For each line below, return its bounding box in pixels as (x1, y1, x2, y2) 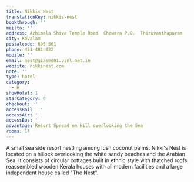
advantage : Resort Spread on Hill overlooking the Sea (6, 123, 143, 129)
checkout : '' (6, 101, 38, 107)
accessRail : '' (6, 107, 44, 112)
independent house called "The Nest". (6, 169, 99, 176)
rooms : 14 (6, 128, 31, 135)
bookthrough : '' (6, 19, 46, 25)
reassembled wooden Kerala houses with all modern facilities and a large (6, 163, 183, 170)
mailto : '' (6, 25, 33, 31)
